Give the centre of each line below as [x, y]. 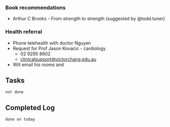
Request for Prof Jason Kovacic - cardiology [59, 48]
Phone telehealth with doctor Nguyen [52, 43]
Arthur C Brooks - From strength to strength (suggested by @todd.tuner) [89, 19]
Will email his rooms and [38, 65]
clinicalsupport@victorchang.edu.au [58, 59]
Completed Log [30, 107]
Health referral [24, 32]
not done [15, 92]
